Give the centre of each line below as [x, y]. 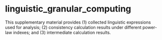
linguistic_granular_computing [68, 9]
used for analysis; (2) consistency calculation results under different [73, 27]
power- [150, 27]
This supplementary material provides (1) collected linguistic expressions [78, 22]
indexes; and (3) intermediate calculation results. [62, 32]
